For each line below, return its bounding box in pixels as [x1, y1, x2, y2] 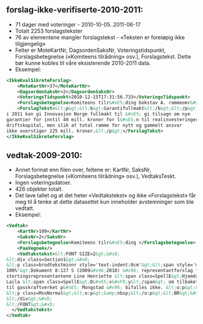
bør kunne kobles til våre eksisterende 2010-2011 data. [14, 59, 151, 66]
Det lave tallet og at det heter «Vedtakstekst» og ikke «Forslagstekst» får [14, 192, 196, 199]
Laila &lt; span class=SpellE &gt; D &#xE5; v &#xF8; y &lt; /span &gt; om [6, 279, 174, 285]
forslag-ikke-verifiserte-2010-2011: [6, 5, 144, 15]
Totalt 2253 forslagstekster [14, 27, 83, 34]
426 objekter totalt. [14, 185, 63, 192]
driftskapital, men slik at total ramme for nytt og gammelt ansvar [6, 122, 182, 129]
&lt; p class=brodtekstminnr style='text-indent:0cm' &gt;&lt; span [6, 262, 174, 268]
